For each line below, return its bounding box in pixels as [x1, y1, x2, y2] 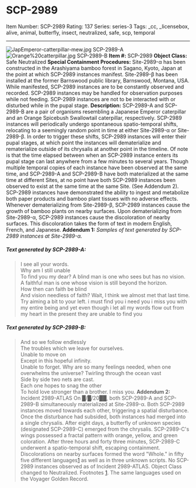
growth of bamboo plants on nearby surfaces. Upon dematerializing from [6, 207, 182, 214]
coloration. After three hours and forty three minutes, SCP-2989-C [20, 438, 180, 445]
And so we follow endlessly [20, 338, 86, 345]
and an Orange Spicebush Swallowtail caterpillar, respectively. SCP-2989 [6, 114, 182, 121]
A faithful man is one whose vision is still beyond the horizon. [20, 279, 168, 286]
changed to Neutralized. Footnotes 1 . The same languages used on [20, 469, 181, 476]
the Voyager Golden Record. [20, 475, 89, 482]
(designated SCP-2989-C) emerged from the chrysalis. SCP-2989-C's [20, 425, 190, 432]
